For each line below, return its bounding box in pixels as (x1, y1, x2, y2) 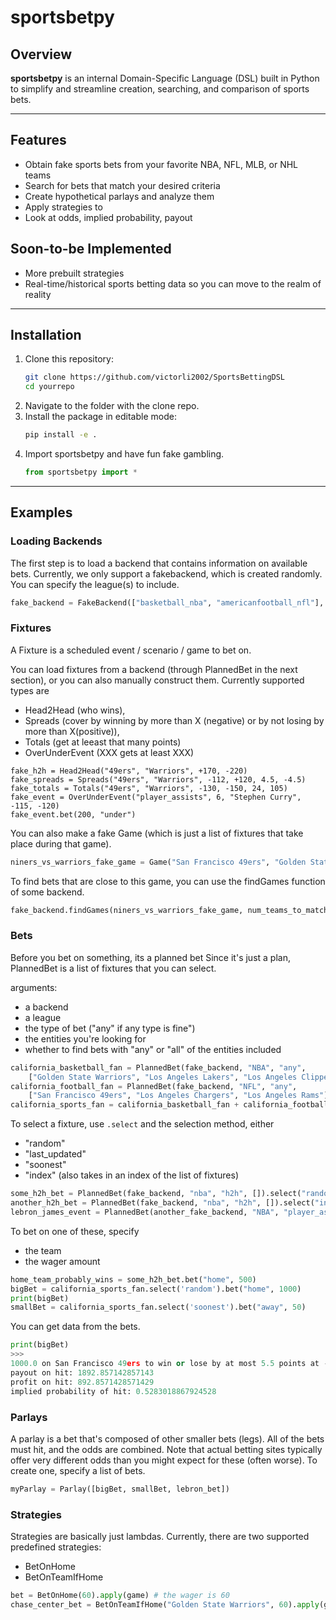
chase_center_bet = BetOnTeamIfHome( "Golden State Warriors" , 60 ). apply (10, 1599, 320, 1610)
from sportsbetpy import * (24, 467, 138, 478)
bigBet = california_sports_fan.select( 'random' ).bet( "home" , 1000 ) (10, 1284, 302, 1294)
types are (10, 684, 50, 696)
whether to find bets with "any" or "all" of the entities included (24, 1043, 282, 1055)
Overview (10, 46, 73, 63)
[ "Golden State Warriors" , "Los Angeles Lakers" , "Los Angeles (28, 1072, 298, 1082)
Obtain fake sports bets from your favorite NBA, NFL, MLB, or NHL (24, 158, 299, 170)
